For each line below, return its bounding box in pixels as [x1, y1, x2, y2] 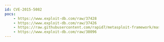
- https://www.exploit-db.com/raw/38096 [13, 29, 97, 34]
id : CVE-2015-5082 [4, 7, 42, 12]
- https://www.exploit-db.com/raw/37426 [13, 20, 97, 26]
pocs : [4, 12, 16, 16]
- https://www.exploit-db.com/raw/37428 [13, 16, 97, 21]
